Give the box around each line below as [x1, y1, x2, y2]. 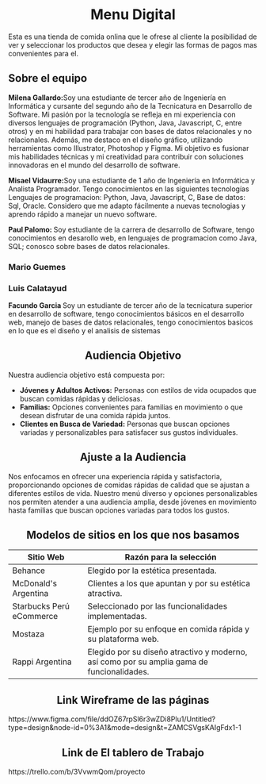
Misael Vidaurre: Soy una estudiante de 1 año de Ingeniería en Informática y [8, 175, 256, 185]
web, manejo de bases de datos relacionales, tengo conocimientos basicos [8, 317, 253, 327]
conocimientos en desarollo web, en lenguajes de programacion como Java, [8, 233, 257, 243]
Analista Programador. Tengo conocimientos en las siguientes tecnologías [8, 184, 249, 194]
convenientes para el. [8, 48, 79, 58]
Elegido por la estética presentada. [87, 565, 217, 576]
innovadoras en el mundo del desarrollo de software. [8, 160, 180, 170]
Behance [12, 565, 46, 576]
